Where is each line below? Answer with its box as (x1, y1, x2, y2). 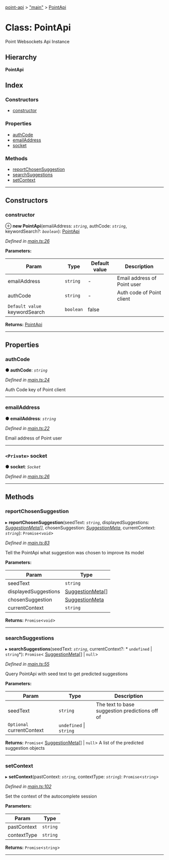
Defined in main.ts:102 (5, 783, 52, 790)
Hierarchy (5, 53, 37, 62)
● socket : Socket (5, 464, 41, 470)
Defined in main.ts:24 (5, 377, 50, 383)
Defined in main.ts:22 (5, 425, 50, 431)
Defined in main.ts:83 (5, 540, 50, 546)
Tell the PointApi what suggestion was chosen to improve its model (5, 549, 144, 555)
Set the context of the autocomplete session (5, 793, 97, 800)
